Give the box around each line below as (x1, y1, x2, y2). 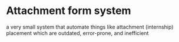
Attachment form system (6, 4, 131, 17)
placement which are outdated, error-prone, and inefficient (6, 29, 149, 36)
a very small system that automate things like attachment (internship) (6, 23, 174, 30)
